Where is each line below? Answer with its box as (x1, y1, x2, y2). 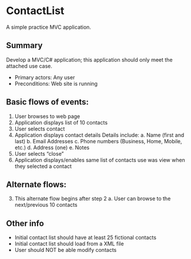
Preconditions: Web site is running (14, 80, 98, 87)
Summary (6, 41, 43, 51)
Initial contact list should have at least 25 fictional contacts (14, 234, 157, 241)
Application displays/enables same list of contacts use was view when (14, 156, 185, 163)
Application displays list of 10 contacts (14, 119, 108, 126)
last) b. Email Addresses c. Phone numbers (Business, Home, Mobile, (14, 137, 182, 144)
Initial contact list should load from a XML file (14, 240, 125, 247)
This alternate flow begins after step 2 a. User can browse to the (14, 195, 171, 202)
